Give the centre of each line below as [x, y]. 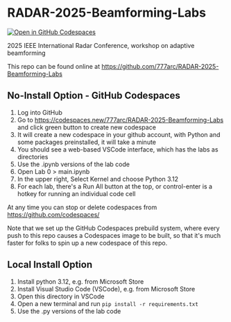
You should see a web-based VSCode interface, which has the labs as [118, 149]
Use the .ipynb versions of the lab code [74, 164]
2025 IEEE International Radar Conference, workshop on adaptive [101, 45]
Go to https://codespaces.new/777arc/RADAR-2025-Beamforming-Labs [120, 120]
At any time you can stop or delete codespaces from [82, 207]
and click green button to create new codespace [86, 127]
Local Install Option [50, 265]
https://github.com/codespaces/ [53, 214]
